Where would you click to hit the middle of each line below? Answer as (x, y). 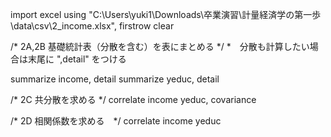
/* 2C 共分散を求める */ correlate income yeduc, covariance (133, 99)
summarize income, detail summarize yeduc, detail (115, 79)
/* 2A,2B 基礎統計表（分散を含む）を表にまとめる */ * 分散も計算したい (160, 46)
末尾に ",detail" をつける (77, 59)
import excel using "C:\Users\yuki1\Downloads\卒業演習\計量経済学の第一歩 (166, 14)
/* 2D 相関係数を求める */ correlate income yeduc (116, 121)
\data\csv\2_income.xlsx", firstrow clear (92, 26)
